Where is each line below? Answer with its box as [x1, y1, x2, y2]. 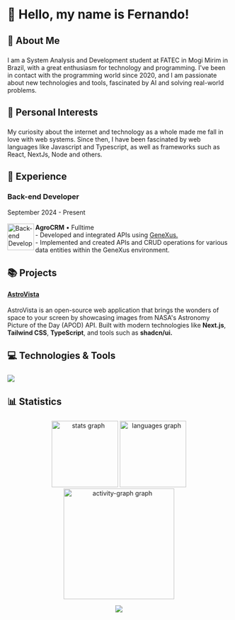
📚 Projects [7, 267, 57, 279]
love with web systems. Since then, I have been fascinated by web [7, 134, 201, 144]
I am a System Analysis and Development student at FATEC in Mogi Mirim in [7, 56, 229, 64]
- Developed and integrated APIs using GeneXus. [35, 230, 178, 239]
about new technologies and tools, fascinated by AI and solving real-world [7, 78, 224, 87]
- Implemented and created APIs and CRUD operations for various [35, 238, 228, 246]
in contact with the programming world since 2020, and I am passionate [7, 71, 217, 79]
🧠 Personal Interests [7, 106, 98, 118]
